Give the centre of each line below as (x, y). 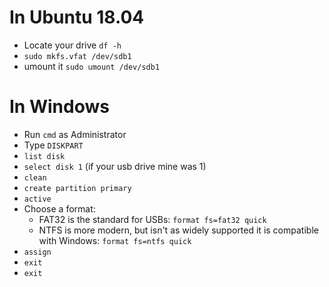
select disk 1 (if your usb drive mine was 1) (115, 166)
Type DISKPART (53, 145)
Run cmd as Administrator (75, 134)
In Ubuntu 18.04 (77, 17)
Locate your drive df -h (72, 45)
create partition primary (77, 188)
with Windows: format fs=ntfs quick (115, 240)
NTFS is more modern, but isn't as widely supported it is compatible (178, 230)
